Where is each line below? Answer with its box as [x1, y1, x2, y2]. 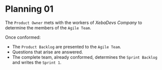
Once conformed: [5, 34, 41, 40]
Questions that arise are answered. [12, 49, 83, 55]
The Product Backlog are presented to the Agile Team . [12, 44, 121, 49]
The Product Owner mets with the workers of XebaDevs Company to [5, 20, 142, 25]
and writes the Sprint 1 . [12, 59, 61, 65]
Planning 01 [5, 3, 54, 15]
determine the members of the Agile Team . [5, 24, 91, 30]
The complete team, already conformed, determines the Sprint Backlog [12, 54, 158, 60]
